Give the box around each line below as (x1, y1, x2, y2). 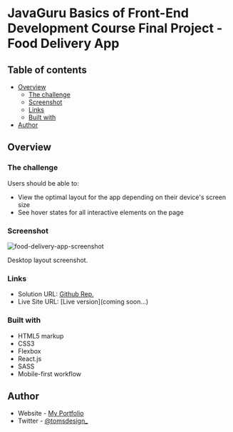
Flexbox (17, 346, 41, 355)
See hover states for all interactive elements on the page (17, 208, 184, 216)
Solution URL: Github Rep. (17, 290, 94, 298)
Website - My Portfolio (17, 409, 84, 418)
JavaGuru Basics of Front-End (7, 5, 189, 21)
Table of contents (7, 64, 87, 76)
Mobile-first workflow (17, 369, 82, 378)
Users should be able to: (7, 179, 80, 187)
